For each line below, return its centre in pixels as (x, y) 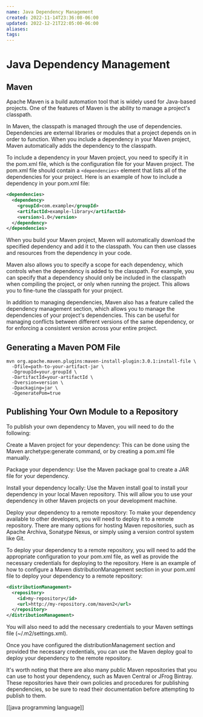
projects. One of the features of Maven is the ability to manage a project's (98, 108)
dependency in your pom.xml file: (48, 184)
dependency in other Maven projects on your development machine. (92, 501)
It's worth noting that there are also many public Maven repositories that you (101, 670)
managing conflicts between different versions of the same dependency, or (100, 322)
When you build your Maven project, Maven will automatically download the (101, 240)
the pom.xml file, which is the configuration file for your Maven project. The (101, 164)
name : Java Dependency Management (50, 12)
